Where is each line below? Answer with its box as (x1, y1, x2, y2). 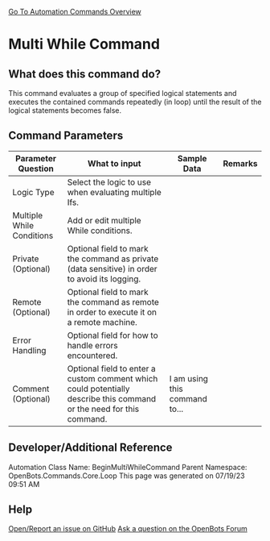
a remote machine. (67, 316, 138, 327)
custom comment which (67, 372, 158, 384)
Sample (177, 152, 207, 164)
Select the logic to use (67, 177, 151, 188)
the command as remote (67, 296, 159, 307)
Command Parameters (8, 129, 124, 143)
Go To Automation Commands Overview (8, 7, 142, 16)
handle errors (67, 339, 118, 351)
